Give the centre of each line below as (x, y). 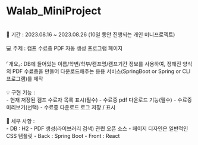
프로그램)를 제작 (25, 78)
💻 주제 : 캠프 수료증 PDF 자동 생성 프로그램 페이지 (65, 48)
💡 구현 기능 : (21, 92)
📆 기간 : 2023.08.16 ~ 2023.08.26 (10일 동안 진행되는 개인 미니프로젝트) (91, 34)
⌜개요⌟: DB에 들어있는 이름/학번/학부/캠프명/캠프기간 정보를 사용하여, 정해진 (94, 64)
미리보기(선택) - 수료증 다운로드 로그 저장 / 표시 (61, 107)
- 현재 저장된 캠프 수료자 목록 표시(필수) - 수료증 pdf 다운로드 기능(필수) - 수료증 (99, 100)
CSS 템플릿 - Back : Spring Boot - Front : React (63, 135)
